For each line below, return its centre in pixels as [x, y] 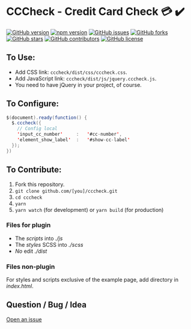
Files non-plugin [31, 267]
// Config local [38, 129]
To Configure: [32, 104]
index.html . [20, 286]
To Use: [21, 58]
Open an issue [24, 319]
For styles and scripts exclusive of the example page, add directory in [92, 280]
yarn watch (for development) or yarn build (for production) [89, 210]
